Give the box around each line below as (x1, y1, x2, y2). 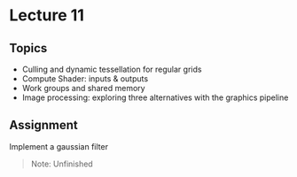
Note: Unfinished (30, 158, 93, 169)
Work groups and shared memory (21, 83, 145, 93)
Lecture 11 (9, 5, 84, 26)
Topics (9, 41, 48, 56)
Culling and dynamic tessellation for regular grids (21, 64, 202, 74)
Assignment (9, 118, 78, 133)
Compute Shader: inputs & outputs (21, 73, 149, 84)
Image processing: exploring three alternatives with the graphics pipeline (21, 92, 289, 103)
